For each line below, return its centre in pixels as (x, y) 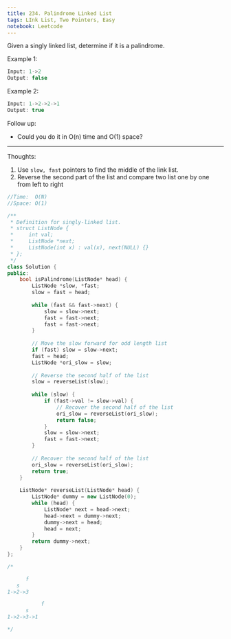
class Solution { (32, 267)
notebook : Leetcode (35, 26)
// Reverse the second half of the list (90, 375)
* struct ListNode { (40, 228)
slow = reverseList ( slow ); (70, 382)
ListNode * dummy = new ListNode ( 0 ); (84, 497)
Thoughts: (22, 156)
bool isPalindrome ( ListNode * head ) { (74, 280)
